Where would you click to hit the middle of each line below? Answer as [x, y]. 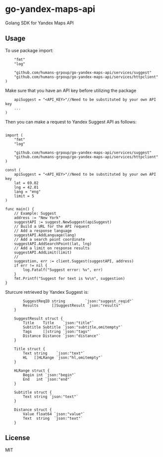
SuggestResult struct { [39, 319]
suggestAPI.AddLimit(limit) [43, 252]
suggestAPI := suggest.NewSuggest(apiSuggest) [63, 222]
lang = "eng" [27, 192]
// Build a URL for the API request [52, 226]
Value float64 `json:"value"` [54, 414]
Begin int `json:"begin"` [50, 375]
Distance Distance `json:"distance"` [62, 336]
